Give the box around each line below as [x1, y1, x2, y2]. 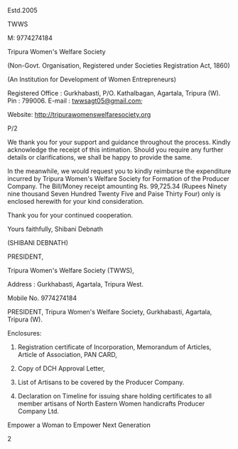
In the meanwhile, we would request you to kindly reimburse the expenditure [7, 167, 232, 175]
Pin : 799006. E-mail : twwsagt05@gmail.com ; [7, 96, 144, 105]
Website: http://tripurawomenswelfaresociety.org [7, 110, 151, 118]
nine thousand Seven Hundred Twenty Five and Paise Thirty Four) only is [7, 190, 222, 198]
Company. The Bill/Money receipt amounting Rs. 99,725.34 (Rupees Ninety [7, 182, 227, 190]
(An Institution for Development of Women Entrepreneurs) [7, 75, 176, 83]
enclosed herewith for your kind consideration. [7, 197, 144, 205]
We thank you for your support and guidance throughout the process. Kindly [7, 138, 231, 146]
